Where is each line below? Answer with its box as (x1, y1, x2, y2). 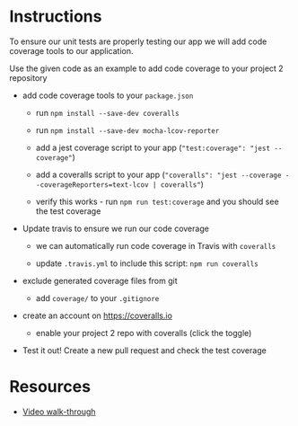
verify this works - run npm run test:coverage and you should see (35, 196, 280, 207)
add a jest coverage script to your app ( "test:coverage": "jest (35, 142, 271, 153)
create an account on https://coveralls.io (22, 310, 173, 321)
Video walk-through (22, 406, 96, 417)
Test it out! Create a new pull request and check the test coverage (22, 344, 267, 356)
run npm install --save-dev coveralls (35, 107, 180, 118)
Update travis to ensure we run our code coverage (22, 223, 209, 234)
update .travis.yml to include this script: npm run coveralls (35, 258, 259, 269)
